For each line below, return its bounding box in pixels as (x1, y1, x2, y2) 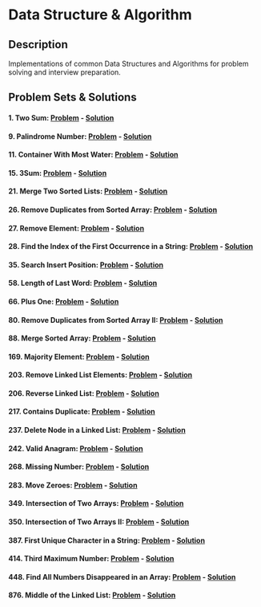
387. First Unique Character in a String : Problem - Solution (8, 536, 206, 545)
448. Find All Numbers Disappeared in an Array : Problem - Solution (8, 572, 236, 581)
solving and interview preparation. (8, 67, 122, 77)
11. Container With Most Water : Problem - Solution (8, 150, 179, 160)
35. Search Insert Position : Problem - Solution (8, 259, 164, 270)
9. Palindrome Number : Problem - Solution (8, 131, 152, 141)
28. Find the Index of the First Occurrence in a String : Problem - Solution (8, 242, 254, 251)
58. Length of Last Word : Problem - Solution (8, 279, 158, 288)
